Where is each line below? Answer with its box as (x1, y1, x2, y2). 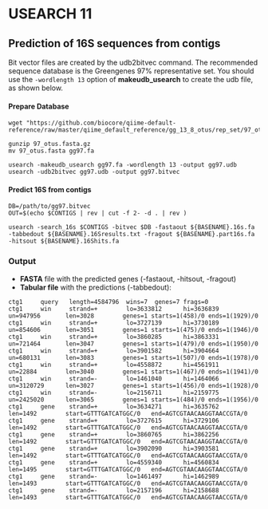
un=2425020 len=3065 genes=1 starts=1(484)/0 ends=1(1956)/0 (8, 396, 259, 404)
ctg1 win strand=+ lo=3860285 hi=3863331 (8, 333, 219, 341)
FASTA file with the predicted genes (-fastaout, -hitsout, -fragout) (19, 274, 237, 283)
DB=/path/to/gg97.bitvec (8, 203, 91, 211)
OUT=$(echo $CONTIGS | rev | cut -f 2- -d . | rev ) (8, 209, 187, 218)
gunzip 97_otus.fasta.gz (8, 140, 91, 148)
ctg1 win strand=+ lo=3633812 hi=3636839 (8, 305, 219, 313)
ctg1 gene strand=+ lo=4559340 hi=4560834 (8, 458, 219, 467)
